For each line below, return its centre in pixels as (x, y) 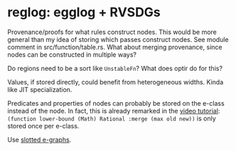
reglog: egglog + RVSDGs (84, 12)
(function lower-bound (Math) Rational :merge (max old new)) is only (112, 118)
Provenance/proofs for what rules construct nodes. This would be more (112, 32)
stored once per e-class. (43, 125)
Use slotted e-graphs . (39, 140)
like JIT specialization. (40, 89)
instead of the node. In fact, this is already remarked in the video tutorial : (114, 111)
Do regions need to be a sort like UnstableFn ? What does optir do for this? (115, 68)
